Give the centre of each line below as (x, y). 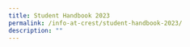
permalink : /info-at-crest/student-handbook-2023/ (95, 23)
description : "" (36, 30)
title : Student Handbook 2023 (59, 16)
